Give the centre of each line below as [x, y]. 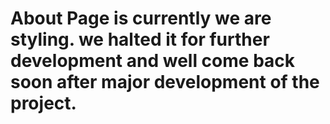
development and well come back [153, 61]
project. [43, 103]
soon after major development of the [165, 82]
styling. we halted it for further [140, 39]
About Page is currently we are [141, 18]
